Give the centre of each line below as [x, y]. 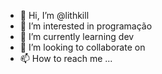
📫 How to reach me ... [66, 58]
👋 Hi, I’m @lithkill [54, 15]
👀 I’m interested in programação [86, 26]
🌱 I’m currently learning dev [77, 36]
